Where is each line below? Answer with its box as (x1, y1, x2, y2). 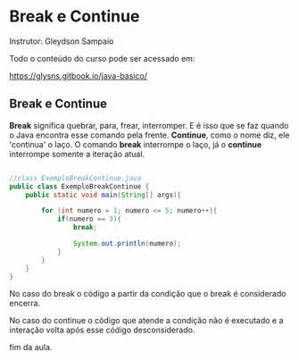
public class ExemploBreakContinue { (9, 181, 150, 191)
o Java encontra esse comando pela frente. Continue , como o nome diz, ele (9, 130, 290, 140)
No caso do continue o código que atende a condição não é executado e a (9, 315, 284, 326)
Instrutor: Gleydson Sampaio (9, 36, 114, 46)
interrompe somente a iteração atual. (9, 148, 145, 159)
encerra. (9, 297, 41, 309)
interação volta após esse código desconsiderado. (9, 324, 195, 336)
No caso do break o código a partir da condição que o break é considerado (9, 289, 287, 299)
